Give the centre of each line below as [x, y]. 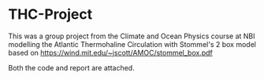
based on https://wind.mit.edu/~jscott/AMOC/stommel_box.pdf [110, 52]
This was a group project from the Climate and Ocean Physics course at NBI [132, 36]
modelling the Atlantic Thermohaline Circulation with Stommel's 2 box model [132, 44]
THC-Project [50, 14]
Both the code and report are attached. [72, 67]
